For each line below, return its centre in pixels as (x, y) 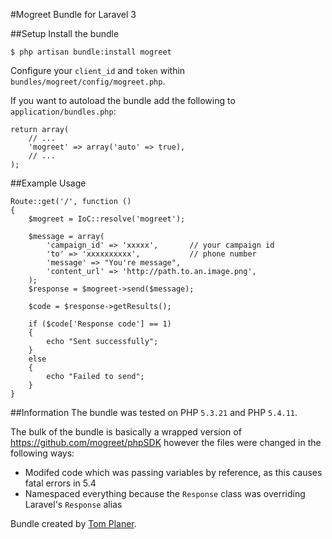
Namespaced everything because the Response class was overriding (165, 493)
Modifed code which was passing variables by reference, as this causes (173, 472)
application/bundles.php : (63, 111)
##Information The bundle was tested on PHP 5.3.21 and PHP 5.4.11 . (154, 412)
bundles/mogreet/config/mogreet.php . (88, 81)
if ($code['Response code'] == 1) (100, 324)
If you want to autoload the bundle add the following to (123, 100)
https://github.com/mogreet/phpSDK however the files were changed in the (166, 442)
